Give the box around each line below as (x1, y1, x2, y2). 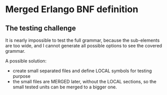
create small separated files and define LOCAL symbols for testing (12, 68, 152, 74)
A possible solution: (5, 58, 47, 64)
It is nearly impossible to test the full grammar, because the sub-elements (5, 37, 160, 43)
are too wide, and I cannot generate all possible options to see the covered (5, 43, 162, 49)
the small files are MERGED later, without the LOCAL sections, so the (12, 79, 157, 84)
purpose (12, 73, 31, 79)
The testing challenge (5, 24, 76, 33)
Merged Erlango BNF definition (5, 4, 138, 15)
